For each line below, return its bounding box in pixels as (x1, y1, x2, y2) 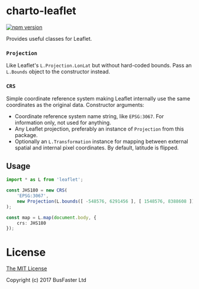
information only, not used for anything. (14, 119, 111, 126)
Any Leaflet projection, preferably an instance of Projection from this (14, 125, 185, 132)
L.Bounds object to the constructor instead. (6, 68, 111, 75)
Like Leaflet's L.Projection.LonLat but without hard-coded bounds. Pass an (6, 62, 192, 69)
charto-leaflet (6, 4, 76, 18)
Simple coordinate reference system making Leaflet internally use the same (6, 95, 191, 102)
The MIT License (6, 265, 47, 272)
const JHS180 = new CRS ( (6, 187, 68, 193)
